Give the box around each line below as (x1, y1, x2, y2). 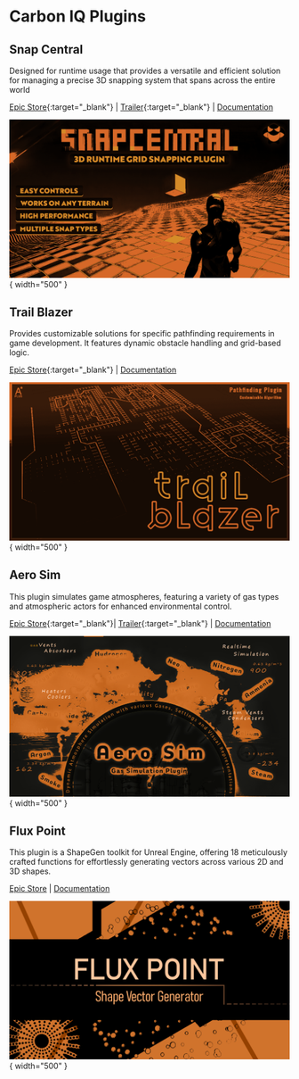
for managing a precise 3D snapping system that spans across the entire (9, 75, 276, 86)
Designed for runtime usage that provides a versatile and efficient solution (9, 65, 281, 76)
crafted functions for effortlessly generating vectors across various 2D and (9, 857, 284, 867)
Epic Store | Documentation (9, 884, 110, 894)
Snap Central (9, 42, 84, 57)
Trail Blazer (9, 304, 74, 320)
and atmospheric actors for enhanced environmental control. (9, 601, 232, 611)
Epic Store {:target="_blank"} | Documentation (9, 364, 177, 376)
